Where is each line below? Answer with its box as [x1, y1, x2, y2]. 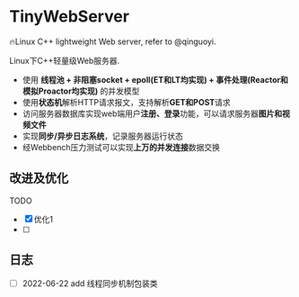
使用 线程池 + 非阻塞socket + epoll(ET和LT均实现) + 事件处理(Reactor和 [22, 74, 289, 85]
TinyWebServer [9, 6, 130, 27]
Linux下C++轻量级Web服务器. [9, 55, 120, 66]
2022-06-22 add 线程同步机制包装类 [22, 277, 159, 289]
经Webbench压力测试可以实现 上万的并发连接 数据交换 [22, 141, 220, 152]
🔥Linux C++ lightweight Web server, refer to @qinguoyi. [9, 36, 217, 47]
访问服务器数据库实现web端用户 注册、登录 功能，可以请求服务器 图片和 [22, 108, 283, 119]
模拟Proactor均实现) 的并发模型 [22, 85, 140, 96]
